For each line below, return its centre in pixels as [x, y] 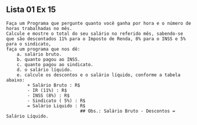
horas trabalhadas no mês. [39, 28]
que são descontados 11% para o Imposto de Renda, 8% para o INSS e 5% [96, 39]
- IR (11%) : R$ [47, 90]
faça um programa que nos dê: [43, 49]
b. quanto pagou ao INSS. [49, 59]
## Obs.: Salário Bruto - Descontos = [128, 111]
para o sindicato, [29, 44]
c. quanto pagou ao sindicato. [55, 64]
